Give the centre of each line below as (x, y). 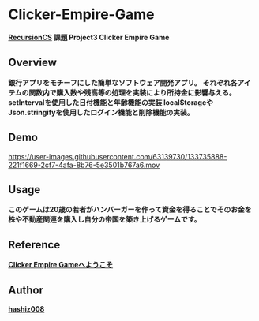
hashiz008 (26, 309)
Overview (33, 63)
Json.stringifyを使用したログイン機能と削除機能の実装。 (101, 112)
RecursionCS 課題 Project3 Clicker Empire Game (89, 37)
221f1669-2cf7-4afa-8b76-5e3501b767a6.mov (84, 165)
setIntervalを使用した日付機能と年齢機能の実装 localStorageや (111, 102)
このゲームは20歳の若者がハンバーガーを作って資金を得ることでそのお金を (130, 210)
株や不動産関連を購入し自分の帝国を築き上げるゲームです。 (105, 219)
